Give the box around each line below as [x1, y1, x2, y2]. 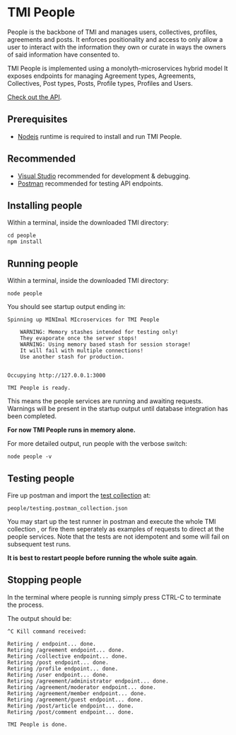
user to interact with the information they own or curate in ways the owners [7, 43, 226, 51]
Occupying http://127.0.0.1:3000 [7, 372, 106, 379]
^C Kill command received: [7, 628, 87, 635]
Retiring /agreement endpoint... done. [7, 646, 125, 653]
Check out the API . [7, 93, 62, 101]
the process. [7, 600, 44, 609]
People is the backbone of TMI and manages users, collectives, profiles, [7, 28, 218, 36]
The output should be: [7, 614, 72, 622]
